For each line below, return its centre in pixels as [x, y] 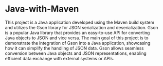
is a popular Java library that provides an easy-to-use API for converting [77, 33]
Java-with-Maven [42, 9]
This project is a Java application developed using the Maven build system [80, 22]
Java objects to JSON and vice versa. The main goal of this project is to [77, 38]
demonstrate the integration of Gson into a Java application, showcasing [78, 43]
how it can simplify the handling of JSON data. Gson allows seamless [74, 48]
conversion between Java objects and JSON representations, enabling [76, 53]
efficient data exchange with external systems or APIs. [60, 58]
